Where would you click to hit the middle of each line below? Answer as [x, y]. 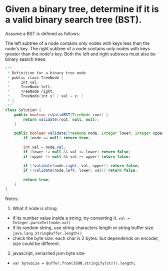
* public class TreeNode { [35, 78]
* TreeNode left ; [30, 87]
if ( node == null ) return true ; [57, 138]
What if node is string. [35, 208]
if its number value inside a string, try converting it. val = [71, 218]
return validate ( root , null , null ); [61, 119]
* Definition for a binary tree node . [48, 73]
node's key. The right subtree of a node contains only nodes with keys [77, 48]
